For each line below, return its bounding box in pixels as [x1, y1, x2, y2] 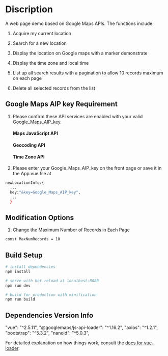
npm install [5, 269, 31, 274]
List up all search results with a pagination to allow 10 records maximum [12, 70, 164, 76]
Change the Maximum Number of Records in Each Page [12, 227, 130, 233]
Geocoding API [12, 142, 46, 148]
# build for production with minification [5, 292, 97, 297]
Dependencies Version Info [5, 311, 94, 319]
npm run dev [5, 283, 31, 288]
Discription [5, 4, 53, 15]
